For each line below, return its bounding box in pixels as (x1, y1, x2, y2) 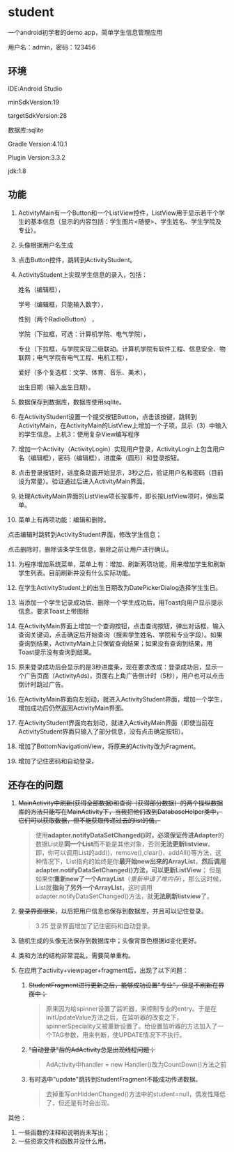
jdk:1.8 (8, 167, 26, 175)
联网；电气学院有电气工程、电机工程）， (17, 353, 132, 361)
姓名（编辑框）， (17, 285, 65, 294)
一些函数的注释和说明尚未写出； (17, 1128, 110, 1137)
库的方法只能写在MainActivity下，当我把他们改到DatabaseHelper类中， (17, 808, 223, 816)
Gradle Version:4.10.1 (8, 139, 68, 148)
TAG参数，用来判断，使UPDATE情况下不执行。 (52, 1031, 186, 1039)
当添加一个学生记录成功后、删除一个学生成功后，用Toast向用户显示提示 (17, 598, 224, 607)
